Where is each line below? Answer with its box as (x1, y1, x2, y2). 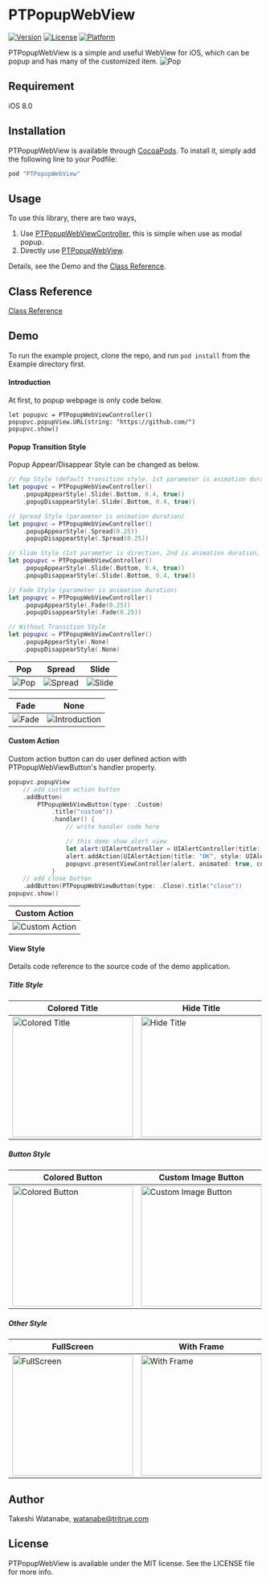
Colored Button (43, 1172, 103, 1183)
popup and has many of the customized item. (8, 56, 158, 66)
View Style (8, 943, 46, 953)
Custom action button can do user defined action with (8, 754, 187, 763)
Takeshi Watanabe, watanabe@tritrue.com (8, 1514, 149, 1524)
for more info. (8, 1567, 54, 1577)
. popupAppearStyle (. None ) (22, 638, 110, 646)
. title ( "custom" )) (51, 808, 113, 816)
